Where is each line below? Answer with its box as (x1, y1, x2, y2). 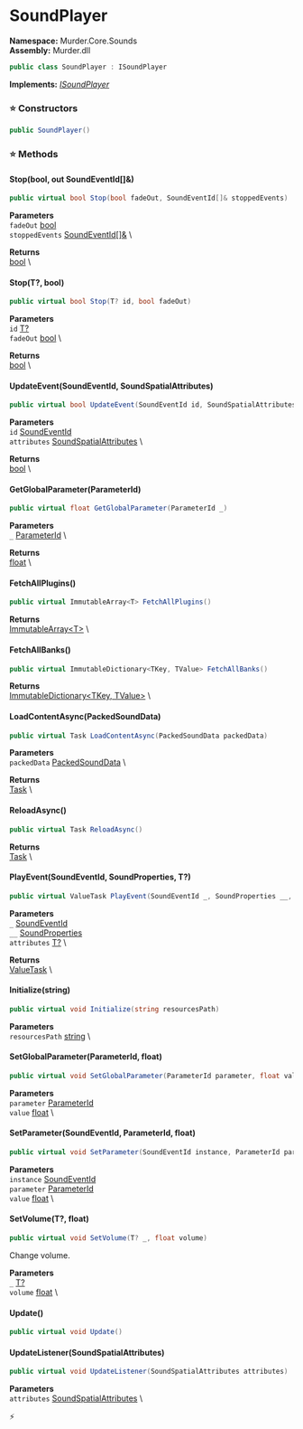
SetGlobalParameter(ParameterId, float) (9, 1051, 162, 1062)
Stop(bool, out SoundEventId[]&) (9, 174, 135, 184)
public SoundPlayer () (9, 126, 91, 136)
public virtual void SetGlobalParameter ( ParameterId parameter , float (9, 1071, 280, 1080)
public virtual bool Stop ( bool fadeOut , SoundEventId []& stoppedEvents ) (9, 193, 289, 203)
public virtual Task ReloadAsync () (9, 824, 143, 834)
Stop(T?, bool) (9, 277, 65, 287)
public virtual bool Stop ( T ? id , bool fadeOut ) (9, 297, 192, 306)
